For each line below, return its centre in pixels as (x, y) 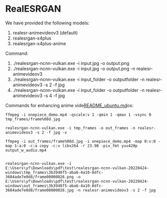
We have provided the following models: (47, 23)
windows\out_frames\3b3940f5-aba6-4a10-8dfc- (54, 186)
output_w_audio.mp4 (26, 150)
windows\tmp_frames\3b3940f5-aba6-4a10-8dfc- (54, 172)
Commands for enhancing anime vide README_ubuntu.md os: (69, 105)
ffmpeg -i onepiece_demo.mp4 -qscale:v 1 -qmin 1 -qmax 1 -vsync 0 (78, 115)
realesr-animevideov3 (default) (45, 32)
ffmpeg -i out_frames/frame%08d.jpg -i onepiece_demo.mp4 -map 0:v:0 (81, 141)
